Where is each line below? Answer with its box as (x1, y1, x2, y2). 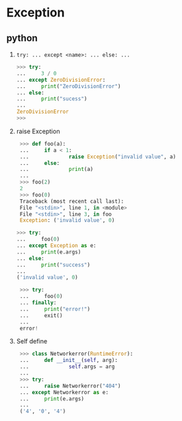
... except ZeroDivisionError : (16, 76, 106, 83)
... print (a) (19, 166, 94, 173)
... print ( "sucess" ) (16, 95, 88, 102)
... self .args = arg (19, 363, 115, 370)
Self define (16, 337, 48, 345)
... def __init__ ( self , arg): (19, 357, 118, 364)
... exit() (19, 312, 63, 319)
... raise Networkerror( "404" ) (19, 383, 121, 389)
